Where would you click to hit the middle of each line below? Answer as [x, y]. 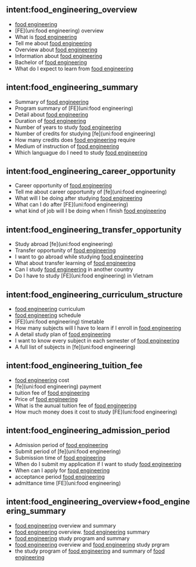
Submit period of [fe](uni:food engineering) [68, 451]
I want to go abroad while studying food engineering [79, 257]
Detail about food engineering [51, 114]
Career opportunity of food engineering [63, 186]
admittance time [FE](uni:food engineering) [68, 483]
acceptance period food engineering [60, 476]
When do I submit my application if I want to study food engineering [98, 464]
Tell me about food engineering [53, 43]
